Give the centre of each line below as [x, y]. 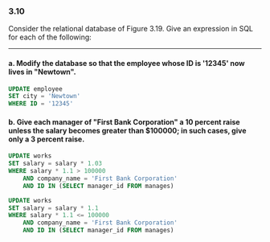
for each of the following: [50, 37]
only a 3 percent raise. [47, 139]
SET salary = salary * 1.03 [55, 164]
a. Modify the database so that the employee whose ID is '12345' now [127, 63]
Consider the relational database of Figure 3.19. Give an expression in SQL [131, 29]
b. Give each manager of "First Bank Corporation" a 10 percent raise [124, 121]
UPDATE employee [35, 89]
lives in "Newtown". [42, 72]
